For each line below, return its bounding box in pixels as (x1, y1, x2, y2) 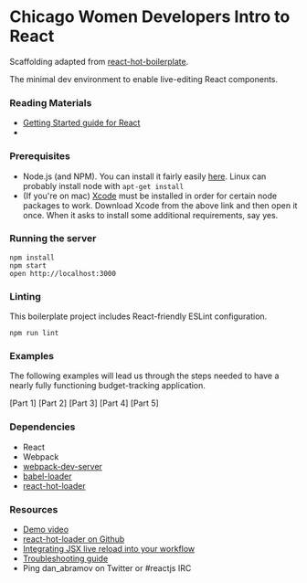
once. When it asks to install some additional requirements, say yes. (22, 209, 279, 220)
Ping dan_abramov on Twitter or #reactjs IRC (22, 563, 192, 574)
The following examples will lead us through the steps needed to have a (9, 370, 280, 381)
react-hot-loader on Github (22, 534, 125, 545)
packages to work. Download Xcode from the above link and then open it (22, 199, 298, 211)
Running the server (9, 232, 97, 245)
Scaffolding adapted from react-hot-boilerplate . (9, 56, 189, 67)
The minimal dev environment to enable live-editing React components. (9, 73, 279, 84)
